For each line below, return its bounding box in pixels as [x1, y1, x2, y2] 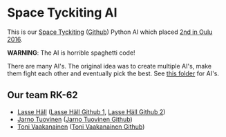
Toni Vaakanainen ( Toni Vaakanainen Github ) [17, 122, 145, 131]
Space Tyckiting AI [7, 5, 117, 21]
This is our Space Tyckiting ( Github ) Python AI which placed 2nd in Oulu [7, 28, 213, 36]
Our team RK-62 [7, 89, 78, 101]
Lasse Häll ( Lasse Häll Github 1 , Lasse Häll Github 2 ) [17, 107, 166, 116]
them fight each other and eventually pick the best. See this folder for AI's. [7, 69, 220, 77]
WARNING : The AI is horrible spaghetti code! [7, 48, 136, 57]
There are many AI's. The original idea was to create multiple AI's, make [7, 62, 212, 70]
